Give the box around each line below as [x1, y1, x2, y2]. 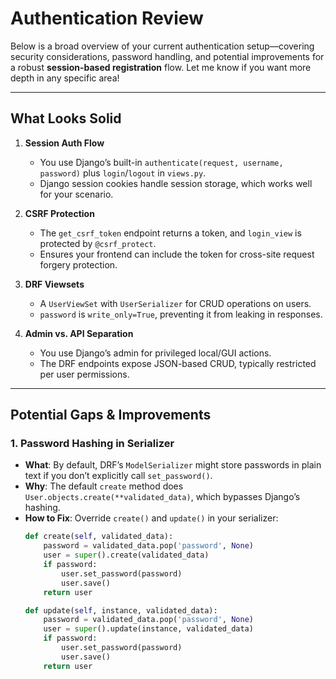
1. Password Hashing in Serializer [10, 437, 175, 451]
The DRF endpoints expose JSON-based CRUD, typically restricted [39, 357, 317, 369]
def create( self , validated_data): [24, 532, 174, 542]
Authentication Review [10, 7, 204, 30]
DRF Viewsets [24, 278, 85, 290]
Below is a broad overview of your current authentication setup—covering [10, 40, 315, 52]
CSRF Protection [24, 207, 95, 219]
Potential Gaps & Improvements [10, 407, 212, 424]
